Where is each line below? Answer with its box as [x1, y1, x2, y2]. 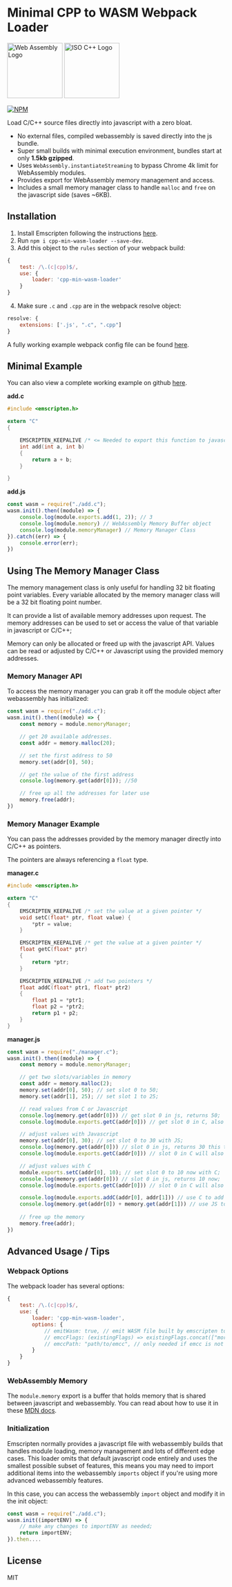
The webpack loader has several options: [7, 1282, 125, 1290]
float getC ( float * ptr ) [19, 946, 88, 953]
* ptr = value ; [32, 921, 72, 928]
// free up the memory [19, 1214, 85, 1221]
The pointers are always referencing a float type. [7, 856, 148, 864]
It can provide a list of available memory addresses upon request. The [7, 612, 206, 620]
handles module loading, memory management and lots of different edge [7, 1447, 215, 1455]
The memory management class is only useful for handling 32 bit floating [7, 583, 215, 592]
